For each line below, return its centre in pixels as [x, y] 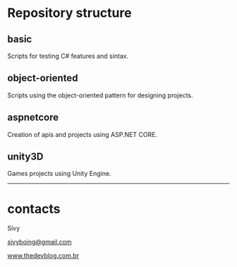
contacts [34, 209]
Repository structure [69, 13]
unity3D [25, 157]
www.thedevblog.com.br [43, 256]
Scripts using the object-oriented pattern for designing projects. [100, 95]
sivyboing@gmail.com [39, 242]
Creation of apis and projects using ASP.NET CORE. [82, 134]
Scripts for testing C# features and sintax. [68, 56]
